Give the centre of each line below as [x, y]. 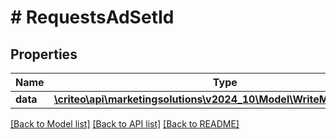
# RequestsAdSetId [92, 17]
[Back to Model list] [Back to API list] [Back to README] [125, 124]
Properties [44, 54]
